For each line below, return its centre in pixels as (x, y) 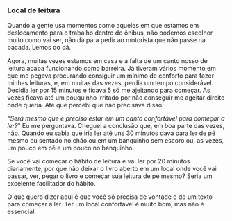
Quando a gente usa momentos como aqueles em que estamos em (103, 26)
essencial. (22, 212)
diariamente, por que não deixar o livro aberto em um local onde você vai (112, 169)
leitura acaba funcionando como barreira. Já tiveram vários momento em (112, 69)
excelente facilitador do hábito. (51, 184)
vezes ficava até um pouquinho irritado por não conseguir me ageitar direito (116, 98)
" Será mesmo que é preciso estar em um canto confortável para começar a (116, 118)
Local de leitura (34, 10)
